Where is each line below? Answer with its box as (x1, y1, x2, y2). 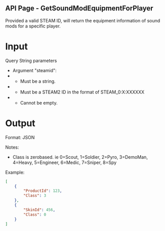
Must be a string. (20, 78, 56, 84)
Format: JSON (5, 134, 35, 140)
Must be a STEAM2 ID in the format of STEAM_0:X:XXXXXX (20, 89, 145, 95)
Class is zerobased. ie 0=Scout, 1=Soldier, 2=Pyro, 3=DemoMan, (12, 154, 148, 160)
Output (5, 117, 35, 129)
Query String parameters (5, 57, 57, 63)
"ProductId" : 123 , (23, 188, 62, 193)
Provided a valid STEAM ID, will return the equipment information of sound (5, 17, 160, 23)
